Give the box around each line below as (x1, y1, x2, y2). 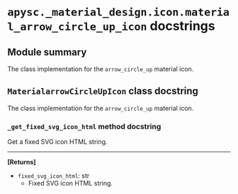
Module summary (7, 46, 87, 58)
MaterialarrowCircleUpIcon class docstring (7, 85, 198, 97)
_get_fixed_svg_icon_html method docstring (7, 121, 161, 131)
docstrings (149, 18, 215, 34)
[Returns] (7, 158, 37, 166)
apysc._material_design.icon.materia (7, 6, 230, 19)
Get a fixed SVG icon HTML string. (7, 138, 108, 146)
